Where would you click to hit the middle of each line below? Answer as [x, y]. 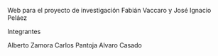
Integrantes [24, 32]
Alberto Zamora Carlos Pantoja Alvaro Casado [75, 45]
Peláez [17, 18]
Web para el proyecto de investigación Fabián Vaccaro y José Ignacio [109, 10]
